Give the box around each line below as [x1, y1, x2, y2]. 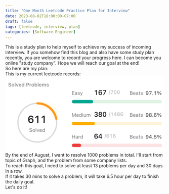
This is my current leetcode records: [5, 71, 81, 77]
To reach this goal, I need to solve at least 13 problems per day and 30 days [5, 163, 163, 169]
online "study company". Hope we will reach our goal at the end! [5, 60, 140, 66]
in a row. [5, 168, 23, 174]
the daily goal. [5, 179, 35, 185]
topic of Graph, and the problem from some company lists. [5, 157, 128, 164]
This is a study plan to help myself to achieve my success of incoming [5, 44, 151, 50]
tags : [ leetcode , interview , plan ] [5, 24, 80, 29]
